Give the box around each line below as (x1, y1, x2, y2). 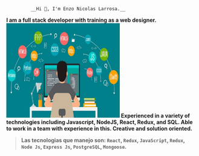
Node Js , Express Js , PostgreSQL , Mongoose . (21, 143, 127, 150)
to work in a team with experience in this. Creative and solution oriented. (6, 125, 192, 132)
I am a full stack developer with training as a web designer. (6, 16, 157, 24)
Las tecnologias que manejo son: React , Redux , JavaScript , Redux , (21, 137, 186, 144)
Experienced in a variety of (120, 112, 191, 119)
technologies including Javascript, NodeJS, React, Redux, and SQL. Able (6, 119, 193, 126)
